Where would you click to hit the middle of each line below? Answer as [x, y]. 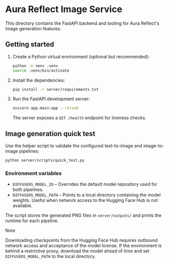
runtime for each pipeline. [32, 221]
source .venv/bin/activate [41, 71]
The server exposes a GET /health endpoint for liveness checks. [79, 118]
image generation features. [33, 28]
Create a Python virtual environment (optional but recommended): [81, 56]
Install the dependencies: [39, 80]
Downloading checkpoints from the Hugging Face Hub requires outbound [81, 240]
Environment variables [34, 173]
